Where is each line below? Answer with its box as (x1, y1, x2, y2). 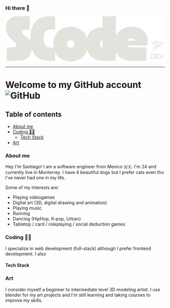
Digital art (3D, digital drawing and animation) (12, 200, 107, 206)
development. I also (5, 250, 47, 257)
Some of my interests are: (5, 185, 59, 191)
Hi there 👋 (5, 5, 30, 12)
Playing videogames (12, 194, 55, 200)
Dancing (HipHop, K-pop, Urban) (12, 216, 81, 222)
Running (12, 210, 30, 216)
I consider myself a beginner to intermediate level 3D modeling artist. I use (5, 286, 160, 292)
